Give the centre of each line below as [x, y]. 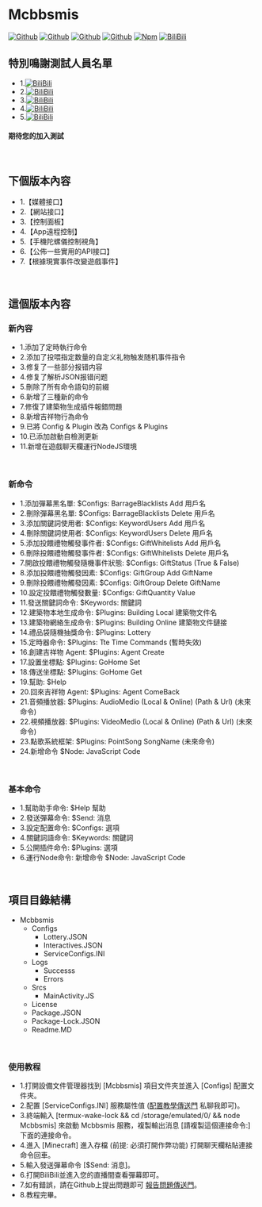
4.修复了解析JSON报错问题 [64, 377]
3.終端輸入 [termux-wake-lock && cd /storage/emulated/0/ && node [130, 1116]
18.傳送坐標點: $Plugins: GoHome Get [81, 671]
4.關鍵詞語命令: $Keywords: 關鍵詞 [76, 838]
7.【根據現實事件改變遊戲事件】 [71, 261]
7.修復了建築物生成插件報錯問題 [71, 407]
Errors [53, 978]
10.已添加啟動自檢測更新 [59, 436]
